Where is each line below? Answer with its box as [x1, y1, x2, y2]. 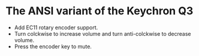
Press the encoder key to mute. [14, 43, 92, 50]
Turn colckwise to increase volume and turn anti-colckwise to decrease [14, 30, 191, 37]
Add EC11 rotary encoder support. [14, 24, 98, 31]
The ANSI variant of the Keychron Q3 [5, 4, 194, 18]
